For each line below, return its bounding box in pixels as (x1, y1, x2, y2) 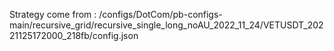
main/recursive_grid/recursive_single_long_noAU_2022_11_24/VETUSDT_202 (9, 19, 324, 31)
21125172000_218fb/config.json (9, 30, 139, 41)
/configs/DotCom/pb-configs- (98, 9, 223, 20)
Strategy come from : (9, 9, 97, 20)
